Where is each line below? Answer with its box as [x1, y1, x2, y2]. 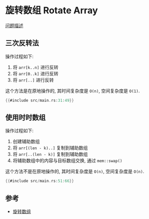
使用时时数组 [5, 113, 46, 122]
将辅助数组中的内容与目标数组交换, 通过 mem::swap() [12, 157, 122, 163]
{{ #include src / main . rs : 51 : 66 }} [5, 179, 74, 184]
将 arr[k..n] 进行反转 [12, 64, 59, 70]
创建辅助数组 [12, 139, 40, 145]
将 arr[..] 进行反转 [12, 77, 54, 83]
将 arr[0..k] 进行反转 [12, 70, 59, 76]
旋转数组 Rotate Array [5, 5, 98, 16]
